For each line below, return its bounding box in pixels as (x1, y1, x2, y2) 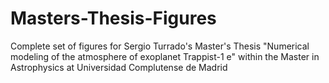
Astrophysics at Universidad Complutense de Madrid (10, 61, 228, 73)
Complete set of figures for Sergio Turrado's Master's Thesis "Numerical (10, 40, 310, 52)
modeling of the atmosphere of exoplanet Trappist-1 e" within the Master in (10, 50, 320, 62)
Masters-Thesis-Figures (10, 7, 217, 30)
